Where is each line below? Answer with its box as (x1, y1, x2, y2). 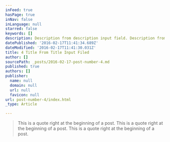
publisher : (5, 74, 28, 79)
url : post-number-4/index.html (5, 97, 71, 102)
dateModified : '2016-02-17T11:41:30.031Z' (5, 45, 96, 50)
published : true (5, 64, 39, 69)
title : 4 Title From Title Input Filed (5, 50, 90, 55)
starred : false (5, 26, 37, 31)
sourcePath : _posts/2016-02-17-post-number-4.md (5, 59, 110, 64)
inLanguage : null (5, 21, 42, 27)
